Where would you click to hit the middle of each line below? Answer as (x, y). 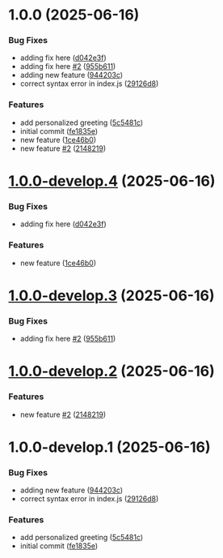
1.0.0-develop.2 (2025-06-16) (112, 371)
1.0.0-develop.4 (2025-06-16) (112, 181)
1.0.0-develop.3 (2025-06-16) (111, 296)
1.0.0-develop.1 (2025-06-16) (110, 447)
